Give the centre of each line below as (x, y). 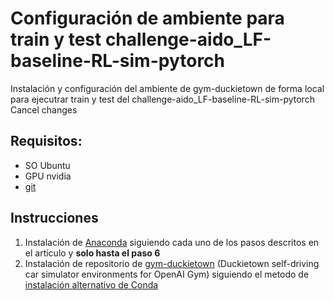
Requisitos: (46, 141)
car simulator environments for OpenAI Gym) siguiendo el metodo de (167, 274)
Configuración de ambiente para (147, 18)
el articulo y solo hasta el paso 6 (92, 253)
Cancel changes (44, 109)
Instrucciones (54, 218)
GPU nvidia (48, 176)
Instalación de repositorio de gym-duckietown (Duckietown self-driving (172, 263)
